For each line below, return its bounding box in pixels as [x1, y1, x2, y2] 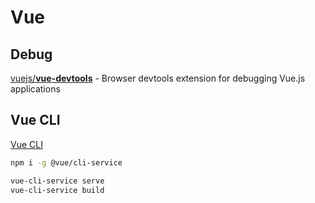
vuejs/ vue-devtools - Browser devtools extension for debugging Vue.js [10, 72, 306, 84]
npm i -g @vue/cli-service [10, 157, 123, 168]
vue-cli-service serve [10, 176, 105, 186]
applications [10, 83, 61, 95]
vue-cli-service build [10, 185, 105, 195]
